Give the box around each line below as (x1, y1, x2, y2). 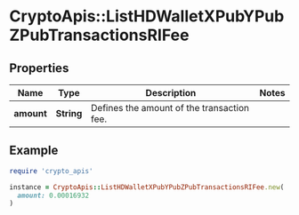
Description (145, 87, 197, 99)
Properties (9, 60, 69, 76)
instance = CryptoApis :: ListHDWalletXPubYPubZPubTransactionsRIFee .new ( (9, 182, 285, 192)
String (55, 107, 83, 119)
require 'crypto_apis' (9, 166, 93, 175)
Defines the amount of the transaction (90, 102, 249, 114)
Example (9, 143, 59, 158)
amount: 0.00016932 (17, 191, 90, 200)
